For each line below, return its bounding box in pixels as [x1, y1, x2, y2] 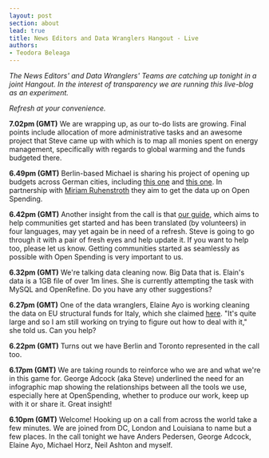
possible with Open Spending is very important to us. [9, 252, 184, 261]
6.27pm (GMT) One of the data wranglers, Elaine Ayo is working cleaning [9, 300, 250, 309]
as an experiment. [9, 88, 69, 97]
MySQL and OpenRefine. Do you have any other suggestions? [9, 285, 212, 294]
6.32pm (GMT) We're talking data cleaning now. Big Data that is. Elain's [9, 267, 245, 277]
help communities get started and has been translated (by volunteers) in [9, 218, 247, 227]
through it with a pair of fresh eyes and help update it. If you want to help [9, 235, 249, 244]
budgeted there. [9, 153, 62, 163]
